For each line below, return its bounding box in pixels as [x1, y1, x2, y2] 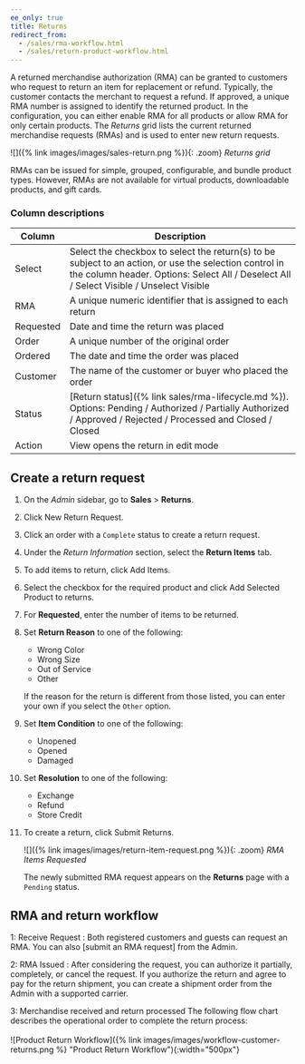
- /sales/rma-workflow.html [18, 38, 125, 48]
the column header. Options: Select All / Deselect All [69, 268, 291, 281]
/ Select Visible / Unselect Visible [69, 279, 210, 292]
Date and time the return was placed [69, 320, 224, 333]
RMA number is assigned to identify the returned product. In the [10, 101, 249, 112]
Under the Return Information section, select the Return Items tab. [23, 547, 272, 558]
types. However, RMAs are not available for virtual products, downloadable [10, 174, 290, 186]
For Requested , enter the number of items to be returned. [23, 610, 239, 620]
